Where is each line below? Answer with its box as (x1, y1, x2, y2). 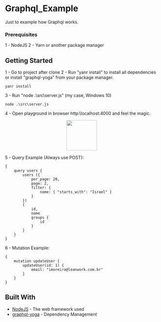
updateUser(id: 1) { (22, 263, 64, 268)
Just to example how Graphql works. (5, 19, 79, 25)
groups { (31, 215, 49, 220)
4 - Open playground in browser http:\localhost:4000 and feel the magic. (5, 111, 151, 116)
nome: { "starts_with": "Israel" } (39, 189, 112, 195)
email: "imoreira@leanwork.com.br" (31, 267, 104, 272)
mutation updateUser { (14, 259, 60, 264)
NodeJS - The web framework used (12, 306, 84, 312)
